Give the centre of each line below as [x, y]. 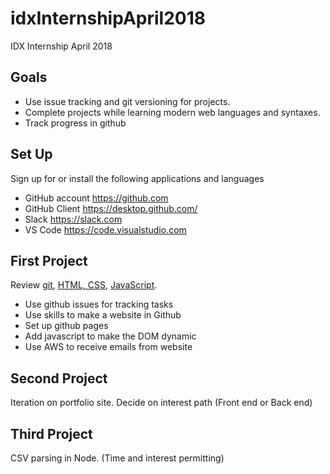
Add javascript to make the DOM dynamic [110, 336]
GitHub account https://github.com [96, 198]
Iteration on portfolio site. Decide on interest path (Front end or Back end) [161, 403]
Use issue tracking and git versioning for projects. [127, 101]
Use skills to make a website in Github [103, 315]
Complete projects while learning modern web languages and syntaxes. [172, 112]
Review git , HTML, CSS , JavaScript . [84, 285]
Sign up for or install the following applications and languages [137, 178]
